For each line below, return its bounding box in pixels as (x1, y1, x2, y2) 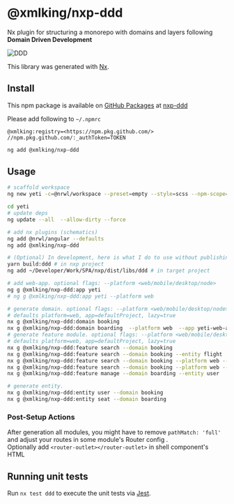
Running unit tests (7, 471, 88, 482)
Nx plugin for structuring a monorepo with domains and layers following (7, 28, 213, 36)
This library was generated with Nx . (7, 62, 109, 70)
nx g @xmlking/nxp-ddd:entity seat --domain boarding (7, 396, 167, 403)
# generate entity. (7, 383, 64, 390)
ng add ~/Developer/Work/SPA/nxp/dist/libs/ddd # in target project (7, 267, 210, 275)
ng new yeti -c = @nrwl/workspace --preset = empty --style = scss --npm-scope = (7, 190, 229, 198)
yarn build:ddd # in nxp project (7, 261, 104, 268)
